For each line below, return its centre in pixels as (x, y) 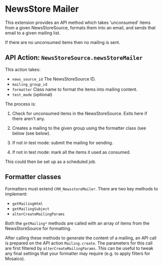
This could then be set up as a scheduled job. (51, 162)
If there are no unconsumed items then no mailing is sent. (63, 42)
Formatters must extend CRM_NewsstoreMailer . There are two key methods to (81, 188)
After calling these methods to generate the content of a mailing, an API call (81, 238)
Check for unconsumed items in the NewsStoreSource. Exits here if (80, 113)
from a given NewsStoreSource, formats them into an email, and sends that (80, 27)
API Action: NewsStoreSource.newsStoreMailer (74, 58)
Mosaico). (15, 258)
